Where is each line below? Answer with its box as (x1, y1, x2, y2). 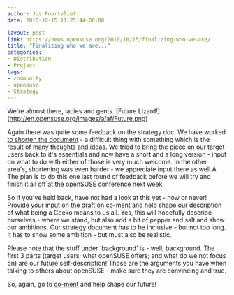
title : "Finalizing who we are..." (7, 43, 111, 50)
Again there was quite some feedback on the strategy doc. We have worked (7, 128, 226, 136)
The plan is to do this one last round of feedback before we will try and (7, 173, 211, 181)
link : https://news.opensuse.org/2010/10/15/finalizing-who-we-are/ (7, 36, 211, 43)
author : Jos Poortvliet (7, 10, 77, 17)
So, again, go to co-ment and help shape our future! (7, 280, 157, 289)
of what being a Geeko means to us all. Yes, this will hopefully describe (7, 208, 212, 217)
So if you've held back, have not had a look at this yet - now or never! (7, 194, 207, 202)
